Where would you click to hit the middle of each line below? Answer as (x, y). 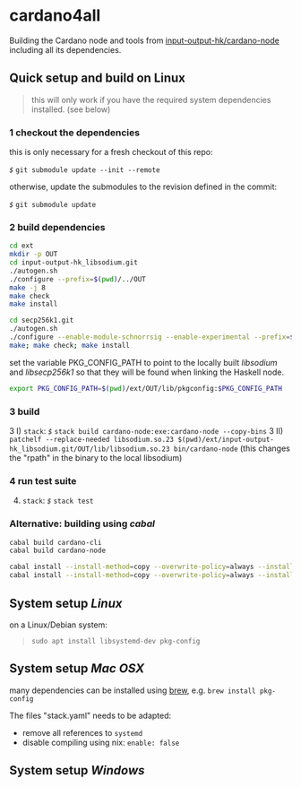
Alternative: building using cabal (82, 523)
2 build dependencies (57, 227)
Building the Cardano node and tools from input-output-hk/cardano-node (144, 40)
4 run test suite (43, 480)
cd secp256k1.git (42, 320)
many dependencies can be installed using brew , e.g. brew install (133, 690)
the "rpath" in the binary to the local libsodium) (96, 458)
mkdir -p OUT (34, 255)
